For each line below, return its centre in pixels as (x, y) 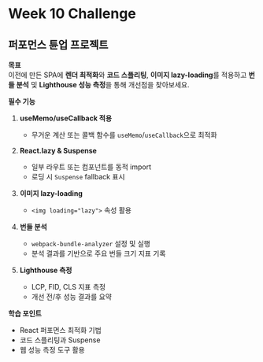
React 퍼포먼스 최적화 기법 (61, 330)
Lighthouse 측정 (46, 270)
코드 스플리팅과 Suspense (60, 340)
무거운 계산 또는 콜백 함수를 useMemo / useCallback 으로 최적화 (124, 135)
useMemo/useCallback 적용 (66, 118)
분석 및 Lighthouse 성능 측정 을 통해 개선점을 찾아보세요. (103, 85)
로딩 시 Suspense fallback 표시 (78, 177)
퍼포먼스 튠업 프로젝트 (58, 44)
